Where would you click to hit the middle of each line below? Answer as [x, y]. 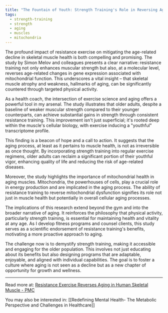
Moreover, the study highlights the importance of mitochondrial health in [80, 176]
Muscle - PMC [20, 290]
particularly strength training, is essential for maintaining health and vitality [82, 218]
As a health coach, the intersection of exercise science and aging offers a [81, 98]
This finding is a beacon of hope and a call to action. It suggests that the [79, 140]
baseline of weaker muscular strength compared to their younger [72, 109]
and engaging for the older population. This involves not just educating [78, 249]
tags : [11, 14]
